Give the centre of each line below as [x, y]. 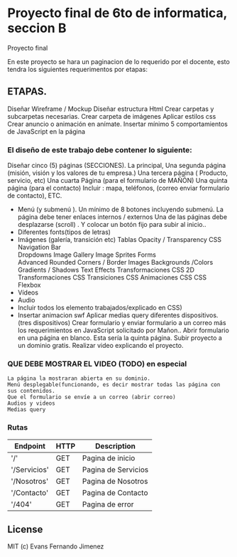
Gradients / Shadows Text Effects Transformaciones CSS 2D [106, 270]
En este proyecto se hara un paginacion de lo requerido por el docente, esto [119, 61]
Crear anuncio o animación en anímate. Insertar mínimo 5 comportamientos [118, 124]
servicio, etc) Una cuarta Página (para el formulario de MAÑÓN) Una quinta [118, 181]
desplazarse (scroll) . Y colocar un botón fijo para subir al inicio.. [112, 225]
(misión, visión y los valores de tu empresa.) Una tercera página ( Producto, [118, 173]
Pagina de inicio [109, 458]
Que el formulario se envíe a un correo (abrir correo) [92, 397]
